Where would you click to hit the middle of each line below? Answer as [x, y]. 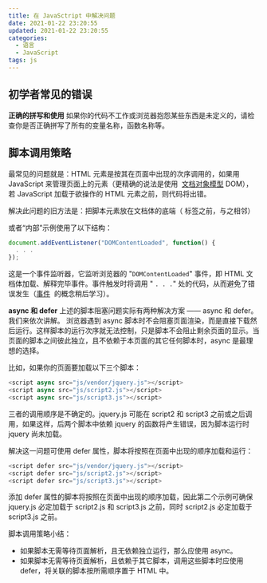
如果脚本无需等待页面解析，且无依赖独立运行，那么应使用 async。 [128, 551]
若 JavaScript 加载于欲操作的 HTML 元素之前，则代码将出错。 [110, 193]
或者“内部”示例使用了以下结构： [61, 228]
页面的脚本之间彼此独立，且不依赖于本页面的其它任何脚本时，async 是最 [128, 341]
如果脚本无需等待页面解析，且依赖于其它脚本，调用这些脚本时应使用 [132, 561]
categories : [28, 38]
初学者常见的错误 [50, 95]
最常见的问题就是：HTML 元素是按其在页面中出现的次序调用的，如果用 [124, 173]
